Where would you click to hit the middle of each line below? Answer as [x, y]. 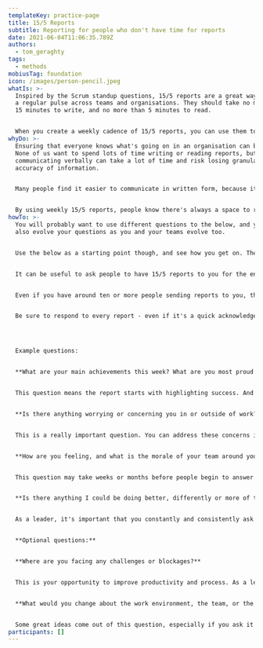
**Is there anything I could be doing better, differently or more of [133, 498]
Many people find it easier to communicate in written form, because [131, 189]
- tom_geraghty [40, 52]
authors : [22, 45]
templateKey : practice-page [54, 15]
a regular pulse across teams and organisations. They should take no [133, 103]
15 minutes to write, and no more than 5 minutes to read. [113, 111]
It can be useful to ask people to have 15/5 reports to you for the [131, 274]
